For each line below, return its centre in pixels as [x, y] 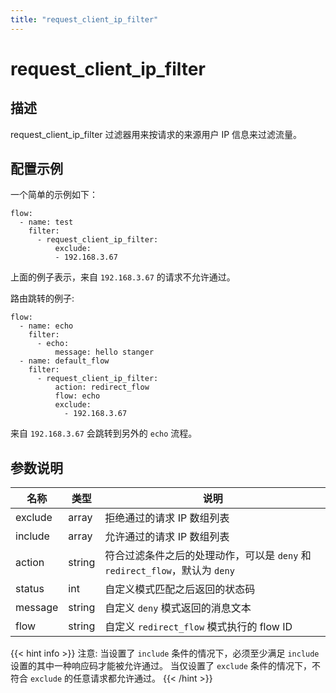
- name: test [46, 222]
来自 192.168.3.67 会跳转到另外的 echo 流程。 [104, 433]
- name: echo [46, 326]
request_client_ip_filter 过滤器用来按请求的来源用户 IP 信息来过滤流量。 [156, 134]
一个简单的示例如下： [54, 195]
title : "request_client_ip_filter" [84, 19]
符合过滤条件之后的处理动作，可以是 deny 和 [208, 556]
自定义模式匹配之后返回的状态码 [180, 589]
